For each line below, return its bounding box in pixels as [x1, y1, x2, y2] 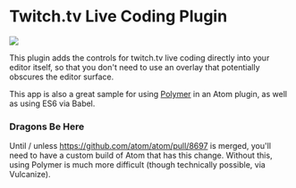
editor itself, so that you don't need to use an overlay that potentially [9, 61, 260, 72]
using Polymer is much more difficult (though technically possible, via [9, 159, 266, 170]
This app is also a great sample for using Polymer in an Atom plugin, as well [9, 88, 288, 99]
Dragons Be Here [9, 120, 85, 133]
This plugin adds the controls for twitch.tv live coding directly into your [9, 52, 270, 63]
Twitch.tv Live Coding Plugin [9, 6, 228, 27]
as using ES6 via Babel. [9, 98, 96, 109]
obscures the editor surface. [9, 71, 114, 82]
